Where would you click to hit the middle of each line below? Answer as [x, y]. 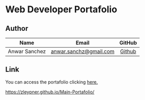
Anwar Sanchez [27, 51]
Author [17, 28]
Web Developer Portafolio [61, 9]
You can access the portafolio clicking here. [52, 82]
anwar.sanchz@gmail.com [83, 51]
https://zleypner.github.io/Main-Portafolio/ [50, 92]
